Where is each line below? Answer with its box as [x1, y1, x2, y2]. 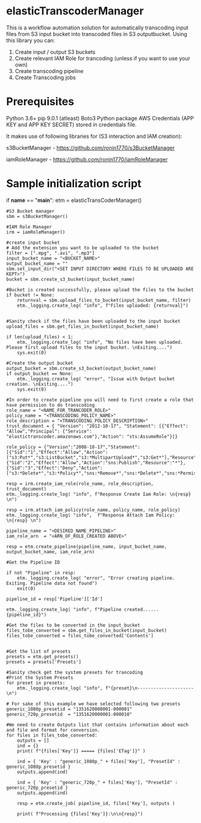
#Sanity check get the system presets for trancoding [6, 669, 144, 675]
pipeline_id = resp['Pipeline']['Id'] [6, 596, 103, 602]
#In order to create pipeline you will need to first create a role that [6, 397, 194, 403]
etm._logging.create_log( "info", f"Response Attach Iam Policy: [6, 512, 175, 518]
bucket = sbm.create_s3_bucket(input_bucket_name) [6, 276, 135, 282]
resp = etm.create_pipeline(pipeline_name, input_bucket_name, [6, 543, 167, 549]
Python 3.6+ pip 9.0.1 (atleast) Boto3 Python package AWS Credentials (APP [6, 114, 194, 122]
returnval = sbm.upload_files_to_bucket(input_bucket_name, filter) [17, 297, 191, 303]
